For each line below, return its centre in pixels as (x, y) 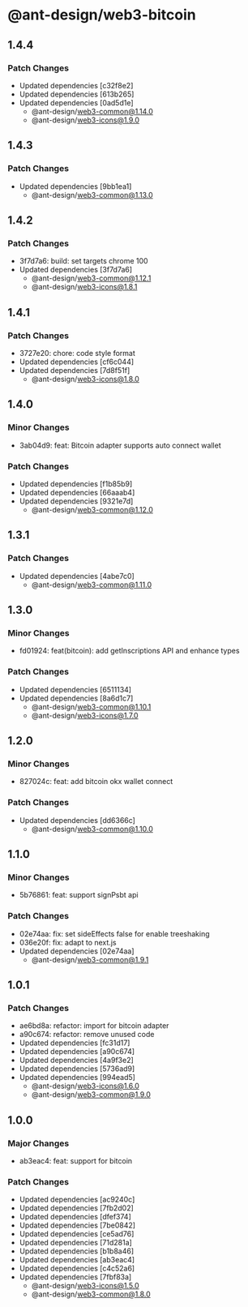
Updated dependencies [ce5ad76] (77, 1234)
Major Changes (38, 1143)
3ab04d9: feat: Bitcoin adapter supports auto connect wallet (120, 445)
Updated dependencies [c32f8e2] (76, 85)
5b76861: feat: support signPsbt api (79, 895)
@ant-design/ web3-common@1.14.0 (92, 111)
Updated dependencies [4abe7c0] (77, 576)
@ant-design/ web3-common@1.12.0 (92, 509)
